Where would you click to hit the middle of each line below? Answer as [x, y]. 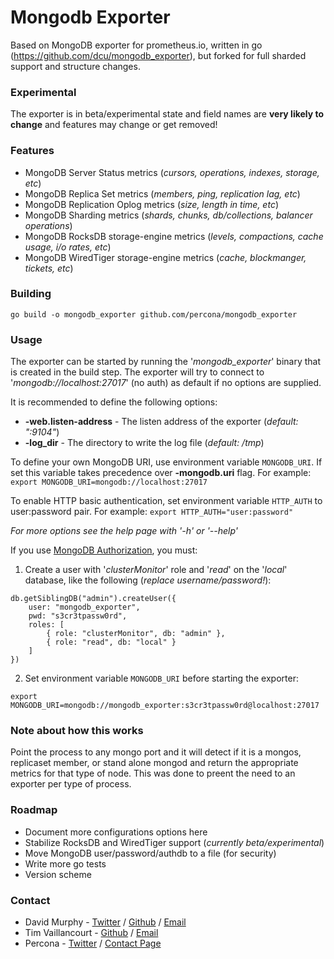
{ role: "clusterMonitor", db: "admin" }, [136, 634]
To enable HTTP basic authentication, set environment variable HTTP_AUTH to [166, 501]
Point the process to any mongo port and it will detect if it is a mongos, [156, 752]
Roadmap [34, 810]
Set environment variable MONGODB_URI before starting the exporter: [161, 678]
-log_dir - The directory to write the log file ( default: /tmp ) [144, 443]
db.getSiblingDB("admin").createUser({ [93, 599]
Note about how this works [77, 731]
